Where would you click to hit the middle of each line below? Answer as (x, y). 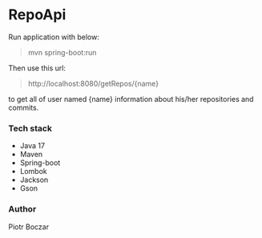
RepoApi (37, 15)
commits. (24, 107)
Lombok (34, 171)
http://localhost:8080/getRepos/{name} (93, 83)
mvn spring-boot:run (62, 52)
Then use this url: (37, 68)
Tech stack (30, 128)
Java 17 (32, 146)
